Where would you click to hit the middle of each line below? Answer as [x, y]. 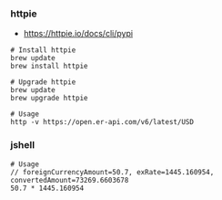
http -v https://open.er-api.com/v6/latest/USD [102, 122]
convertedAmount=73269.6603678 [70, 180]
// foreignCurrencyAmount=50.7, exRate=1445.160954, [112, 172]
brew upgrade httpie [50, 99]
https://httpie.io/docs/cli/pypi [78, 34]
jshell [23, 145]
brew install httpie [50, 67]
